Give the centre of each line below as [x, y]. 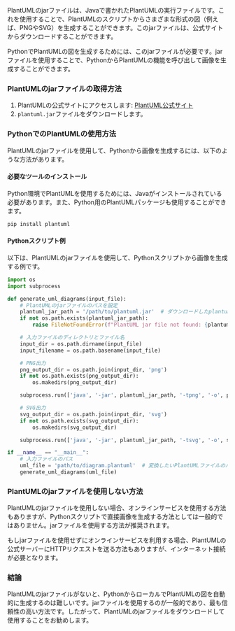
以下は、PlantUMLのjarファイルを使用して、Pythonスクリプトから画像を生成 [117, 257]
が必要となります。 [35, 558]
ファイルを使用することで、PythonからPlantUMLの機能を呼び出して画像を [114, 60]
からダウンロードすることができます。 [62, 36]
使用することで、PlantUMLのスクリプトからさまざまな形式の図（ [113, 19]
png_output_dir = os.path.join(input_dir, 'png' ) [94, 369]
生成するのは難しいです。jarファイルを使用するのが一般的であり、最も [121, 603]
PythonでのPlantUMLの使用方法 [62, 134]
